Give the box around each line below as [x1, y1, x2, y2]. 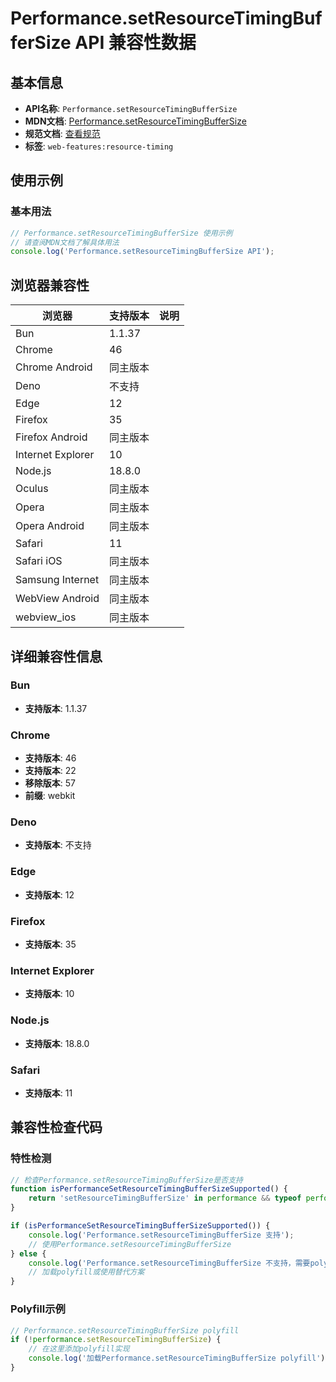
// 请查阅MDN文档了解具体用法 [10, 237, 120, 247]
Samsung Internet [15, 573, 100, 587]
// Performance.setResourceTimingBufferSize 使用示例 [10, 228, 233, 238]
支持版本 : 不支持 [24, 839, 92, 851]
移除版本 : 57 [24, 777, 76, 789]
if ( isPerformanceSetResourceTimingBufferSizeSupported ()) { [10, 1221, 271, 1231]
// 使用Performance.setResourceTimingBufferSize [28, 1239, 232, 1249]
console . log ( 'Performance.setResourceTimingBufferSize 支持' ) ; [28, 1230, 295, 1240]
